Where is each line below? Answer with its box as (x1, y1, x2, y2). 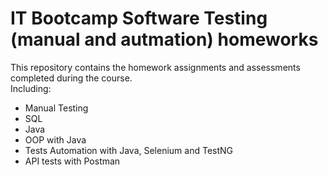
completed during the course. (10, 72, 133, 84)
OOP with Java (24, 133, 87, 146)
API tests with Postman (24, 155, 121, 167)
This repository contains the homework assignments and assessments (10, 61, 301, 73)
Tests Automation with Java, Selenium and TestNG (24, 144, 234, 156)
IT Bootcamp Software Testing (10, 7, 268, 30)
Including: (10, 82, 52, 94)
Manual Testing (24, 102, 89, 114)
